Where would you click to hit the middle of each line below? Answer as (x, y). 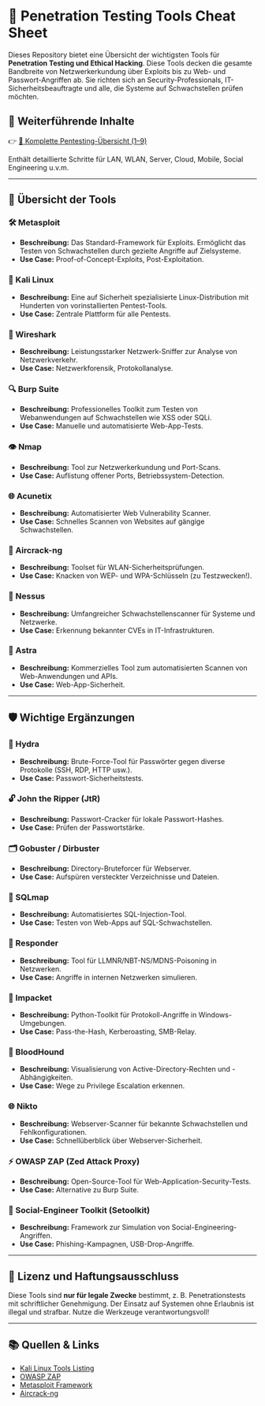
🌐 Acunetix (30, 496)
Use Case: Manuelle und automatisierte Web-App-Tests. (111, 426)
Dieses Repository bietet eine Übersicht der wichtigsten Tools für (114, 54)
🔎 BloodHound (36, 1052)
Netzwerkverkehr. (49, 360)
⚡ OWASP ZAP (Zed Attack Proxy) (74, 1161)
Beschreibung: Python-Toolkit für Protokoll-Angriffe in (108, 1014)
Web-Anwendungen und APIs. (69, 676)
